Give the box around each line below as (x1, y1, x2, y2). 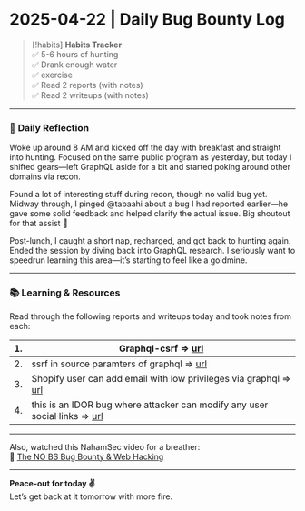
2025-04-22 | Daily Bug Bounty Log (9, 9, 286, 30)
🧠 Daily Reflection (9, 121, 89, 134)
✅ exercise (31, 69, 73, 80)
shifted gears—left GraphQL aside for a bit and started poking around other (9, 162, 291, 173)
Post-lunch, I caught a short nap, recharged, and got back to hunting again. (9, 235, 291, 246)
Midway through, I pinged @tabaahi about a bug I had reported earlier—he (9, 198, 289, 209)
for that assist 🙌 (9, 218, 68, 229)
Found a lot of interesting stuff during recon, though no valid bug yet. (9, 189, 268, 200)
